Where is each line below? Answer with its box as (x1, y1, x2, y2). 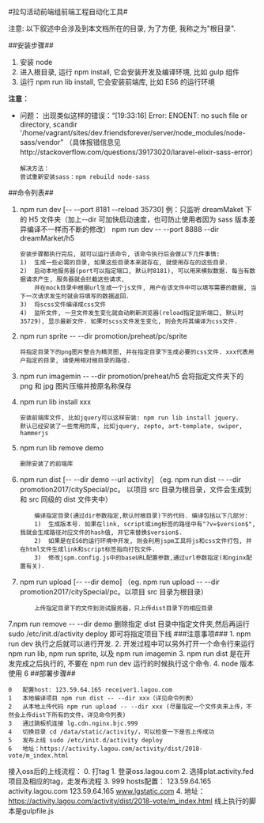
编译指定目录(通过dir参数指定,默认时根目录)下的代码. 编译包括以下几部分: (34, 512, 249, 520)
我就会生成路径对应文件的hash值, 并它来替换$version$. (19, 529, 183, 537)
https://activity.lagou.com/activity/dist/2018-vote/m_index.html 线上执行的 (8, 796, 250, 806)
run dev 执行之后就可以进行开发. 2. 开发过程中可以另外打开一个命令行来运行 (8, 639, 255, 648)
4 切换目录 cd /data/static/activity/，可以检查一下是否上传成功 (8, 728, 215, 736)
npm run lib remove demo (19, 443, 104, 453)
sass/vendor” (19, 138, 64, 146)
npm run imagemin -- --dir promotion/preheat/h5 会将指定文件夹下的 (19, 371, 244, 381)
